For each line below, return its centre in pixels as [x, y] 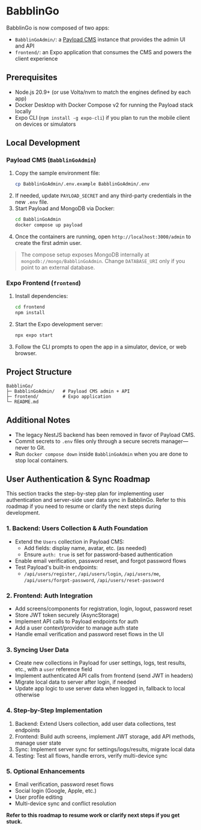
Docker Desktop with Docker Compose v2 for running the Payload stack [104, 105]
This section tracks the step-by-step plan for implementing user [85, 494]
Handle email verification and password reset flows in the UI [89, 634]
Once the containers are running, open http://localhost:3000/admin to [103, 237]
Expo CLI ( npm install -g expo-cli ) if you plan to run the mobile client [102, 117]
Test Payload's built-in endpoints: [56, 567]
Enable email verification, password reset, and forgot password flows [100, 560]
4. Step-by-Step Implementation [55, 710]
